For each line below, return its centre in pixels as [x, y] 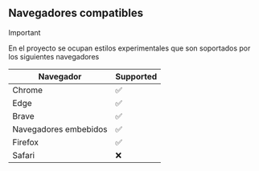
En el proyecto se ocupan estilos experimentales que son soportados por [129, 48]
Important [25, 32]
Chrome [27, 90]
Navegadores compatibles [76, 13]
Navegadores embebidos [60, 129]
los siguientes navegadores [54, 56]
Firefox [25, 142]
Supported [136, 76]
